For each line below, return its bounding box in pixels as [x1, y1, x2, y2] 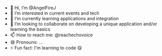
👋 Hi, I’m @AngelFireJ [10, 5, 56, 11]
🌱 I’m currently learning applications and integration [10, 16, 119, 21]
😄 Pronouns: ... [10, 39, 43, 45]
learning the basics [10, 26, 50, 32]
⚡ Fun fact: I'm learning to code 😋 [10, 45, 83, 50]
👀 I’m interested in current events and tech [10, 10, 99, 16]
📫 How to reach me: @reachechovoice [10, 32, 93, 38]
